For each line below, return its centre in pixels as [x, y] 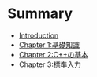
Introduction [39, 35]
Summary [40, 14]
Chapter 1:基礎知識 [49, 45]
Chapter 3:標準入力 [50, 64]
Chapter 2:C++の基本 [53, 54]
